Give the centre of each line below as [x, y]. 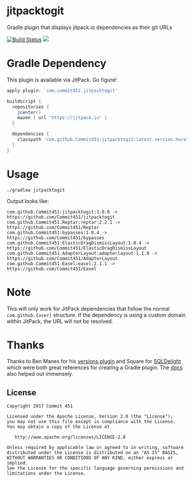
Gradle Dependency [57, 64]
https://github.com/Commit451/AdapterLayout [62, 259]
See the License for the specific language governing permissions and [95, 469]
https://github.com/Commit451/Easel [52, 269]
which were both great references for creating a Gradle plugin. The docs [95, 367]
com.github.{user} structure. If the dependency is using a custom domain [96, 315]
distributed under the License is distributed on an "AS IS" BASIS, [93, 453]
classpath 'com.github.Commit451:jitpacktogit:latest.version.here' [103, 140]
